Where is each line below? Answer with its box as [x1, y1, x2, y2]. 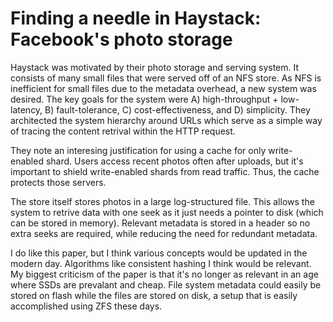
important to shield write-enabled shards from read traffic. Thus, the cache [10, 165, 320, 177]
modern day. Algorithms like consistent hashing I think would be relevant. [10, 257, 312, 269]
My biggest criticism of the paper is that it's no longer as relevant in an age [10, 268, 319, 280]
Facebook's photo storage [10, 28, 233, 51]
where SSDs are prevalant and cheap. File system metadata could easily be [10, 278, 322, 291]
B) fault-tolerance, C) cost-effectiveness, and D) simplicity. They [44, 103, 311, 116]
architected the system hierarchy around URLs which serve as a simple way [10, 114, 323, 126]
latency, [10, 103, 43, 116]
